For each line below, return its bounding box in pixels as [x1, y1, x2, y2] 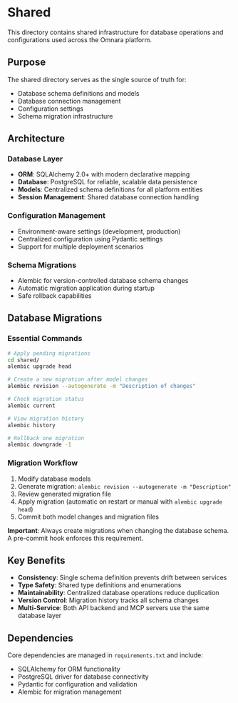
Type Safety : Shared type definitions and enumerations [17, 581, 182, 589]
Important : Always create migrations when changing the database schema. [7, 526, 229, 534]
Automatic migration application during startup [17, 284, 155, 293]
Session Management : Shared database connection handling [17, 193, 200, 201]
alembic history [7, 422, 56, 429]
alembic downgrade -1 [7, 441, 72, 449]
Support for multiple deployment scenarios [17, 242, 144, 251]
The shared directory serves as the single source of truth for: [7, 75, 187, 84]
